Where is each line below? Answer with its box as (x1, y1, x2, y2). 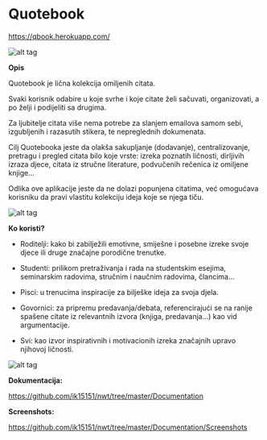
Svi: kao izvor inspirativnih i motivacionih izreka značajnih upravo (19, 335, 236, 345)
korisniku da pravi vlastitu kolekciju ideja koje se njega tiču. (8, 192, 204, 201)
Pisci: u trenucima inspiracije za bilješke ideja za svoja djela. (19, 287, 220, 297)
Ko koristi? (8, 223, 45, 233)
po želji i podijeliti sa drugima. (8, 102, 107, 112)
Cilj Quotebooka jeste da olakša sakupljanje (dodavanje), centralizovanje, (8, 142, 251, 152)
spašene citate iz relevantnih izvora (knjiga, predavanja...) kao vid (19, 311, 237, 321)
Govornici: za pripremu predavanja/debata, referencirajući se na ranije (19, 303, 253, 313)
